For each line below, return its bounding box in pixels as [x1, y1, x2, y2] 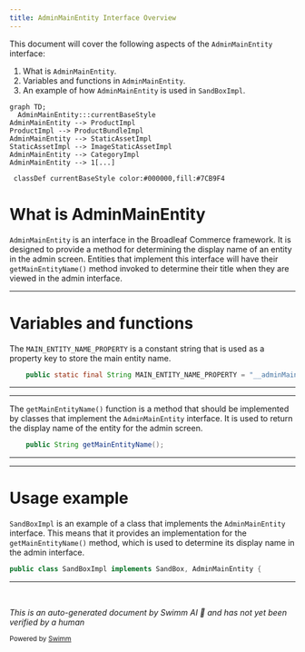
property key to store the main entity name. [9, 352, 172, 363]
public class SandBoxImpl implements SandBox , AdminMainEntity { [9, 565, 261, 574]
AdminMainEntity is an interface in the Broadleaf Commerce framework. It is [9, 233, 292, 245]
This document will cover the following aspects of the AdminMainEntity [9, 38, 273, 49]
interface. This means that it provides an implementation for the [9, 528, 247, 538]
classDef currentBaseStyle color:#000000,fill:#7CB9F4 [13, 173, 225, 183]
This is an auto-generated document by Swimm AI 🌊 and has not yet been [9, 608, 288, 618]
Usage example [9, 488, 129, 509]
